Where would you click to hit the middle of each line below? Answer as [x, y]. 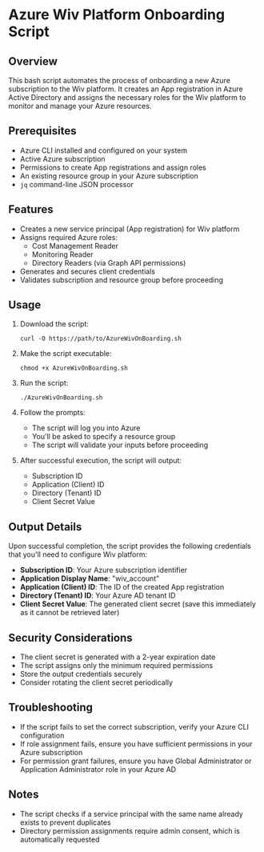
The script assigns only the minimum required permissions [116, 666]
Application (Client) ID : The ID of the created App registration [122, 587]
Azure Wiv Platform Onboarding [117, 15]
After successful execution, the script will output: [101, 461]
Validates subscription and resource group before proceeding [122, 280]
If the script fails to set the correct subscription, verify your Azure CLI [134, 726]
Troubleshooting [51, 708]
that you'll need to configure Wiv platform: [78, 554]
